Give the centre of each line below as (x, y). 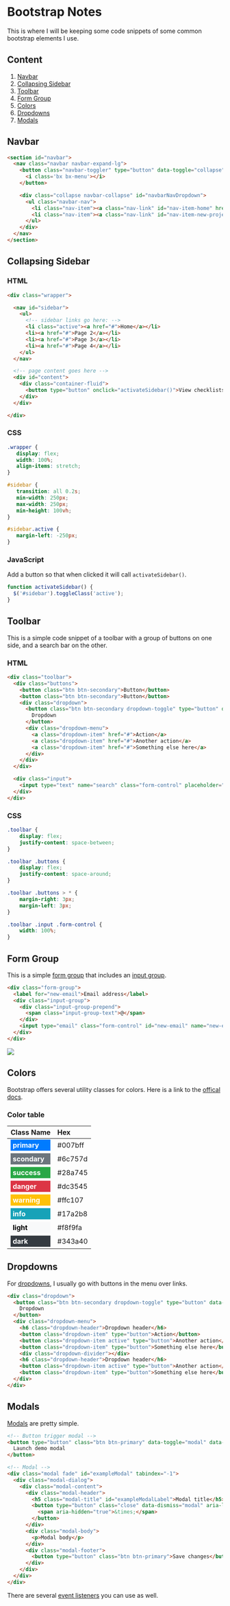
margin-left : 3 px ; (46, 906)
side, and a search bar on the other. (57, 645)
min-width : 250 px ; (42, 498)
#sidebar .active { (33, 529)
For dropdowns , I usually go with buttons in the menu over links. (98, 1283)
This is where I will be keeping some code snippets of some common (104, 31)
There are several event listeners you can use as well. (83, 1595)
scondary (28, 1159)
